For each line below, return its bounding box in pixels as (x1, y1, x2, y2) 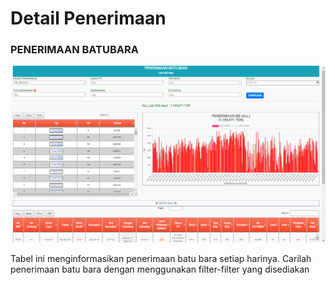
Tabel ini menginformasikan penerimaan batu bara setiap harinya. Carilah (10, 253, 312, 265)
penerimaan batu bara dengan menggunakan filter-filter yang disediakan (10, 263, 310, 276)
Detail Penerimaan (10, 7, 167, 30)
